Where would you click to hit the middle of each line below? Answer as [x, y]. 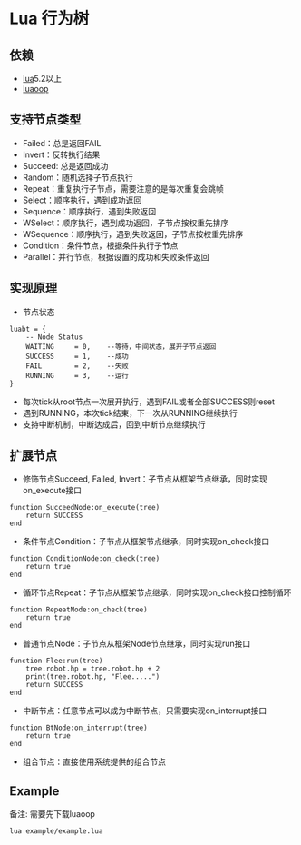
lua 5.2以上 [42, 79]
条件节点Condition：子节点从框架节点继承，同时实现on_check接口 [146, 542]
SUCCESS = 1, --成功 [77, 356]
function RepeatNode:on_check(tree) [78, 610]
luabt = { [28, 329]
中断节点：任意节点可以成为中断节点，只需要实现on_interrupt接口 [145, 711]
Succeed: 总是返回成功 [65, 165]
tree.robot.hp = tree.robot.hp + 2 [93, 669]
